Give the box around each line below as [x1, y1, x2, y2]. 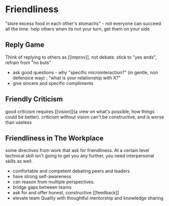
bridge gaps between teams [12, 184, 72, 190]
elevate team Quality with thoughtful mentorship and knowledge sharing [12, 195, 164, 201]
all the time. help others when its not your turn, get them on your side [5, 25, 150, 32]
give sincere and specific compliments [12, 80, 94, 86]
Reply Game [5, 41, 45, 49]
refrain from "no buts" [5, 60, 52, 66]
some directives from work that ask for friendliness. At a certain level [5, 148, 150, 154]
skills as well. [5, 158, 33, 164]
